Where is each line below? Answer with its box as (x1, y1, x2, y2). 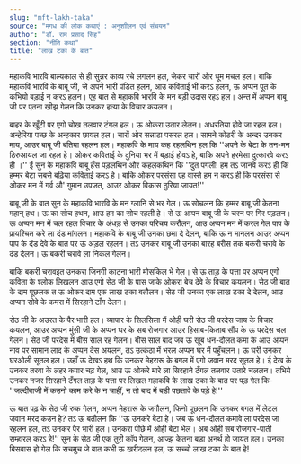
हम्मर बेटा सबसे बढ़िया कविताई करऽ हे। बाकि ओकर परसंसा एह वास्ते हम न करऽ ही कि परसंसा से (9, 170, 280, 180)
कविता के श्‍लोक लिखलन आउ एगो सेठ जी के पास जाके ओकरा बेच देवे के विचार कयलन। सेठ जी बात (9, 276, 290, 287)
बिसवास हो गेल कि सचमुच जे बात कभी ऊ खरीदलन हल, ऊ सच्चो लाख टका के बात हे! (9, 443, 250, 454)
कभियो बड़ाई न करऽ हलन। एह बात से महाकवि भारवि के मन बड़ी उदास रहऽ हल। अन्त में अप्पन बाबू (9, 92, 288, 102)
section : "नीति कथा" (9, 38, 79, 48)
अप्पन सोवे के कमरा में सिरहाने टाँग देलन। (9, 297, 128, 308)
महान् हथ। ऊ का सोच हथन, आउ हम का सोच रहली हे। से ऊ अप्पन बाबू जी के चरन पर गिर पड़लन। (9, 208, 291, 219)
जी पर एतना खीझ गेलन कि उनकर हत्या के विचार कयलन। (9, 101, 173, 112)
